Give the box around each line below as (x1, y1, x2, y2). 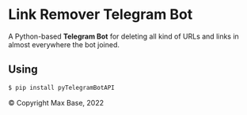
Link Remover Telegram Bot (8, 6, 193, 24)
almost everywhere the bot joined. (8, 39, 120, 49)
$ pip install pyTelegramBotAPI (8, 83, 115, 91)
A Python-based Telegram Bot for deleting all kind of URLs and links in (8, 32, 239, 41)
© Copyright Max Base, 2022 (8, 98, 104, 107)
